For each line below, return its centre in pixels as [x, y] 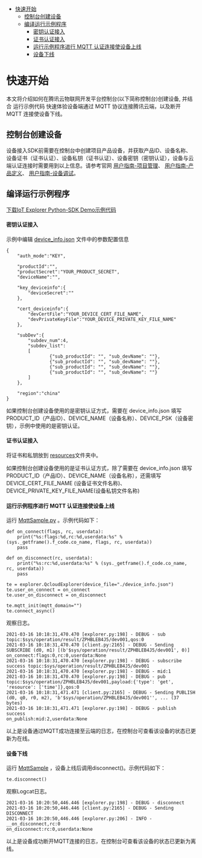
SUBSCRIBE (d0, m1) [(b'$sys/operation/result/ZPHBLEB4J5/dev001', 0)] [98, 650]
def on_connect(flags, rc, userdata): [55, 532]
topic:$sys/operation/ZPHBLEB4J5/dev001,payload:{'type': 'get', [90, 682]
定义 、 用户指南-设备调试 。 [45, 173]
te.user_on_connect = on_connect [48, 590]
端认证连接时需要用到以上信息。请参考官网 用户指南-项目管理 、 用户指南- [97, 166]
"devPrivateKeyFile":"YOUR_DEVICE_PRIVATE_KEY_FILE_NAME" [102, 319]
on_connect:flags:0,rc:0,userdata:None [56, 656]
